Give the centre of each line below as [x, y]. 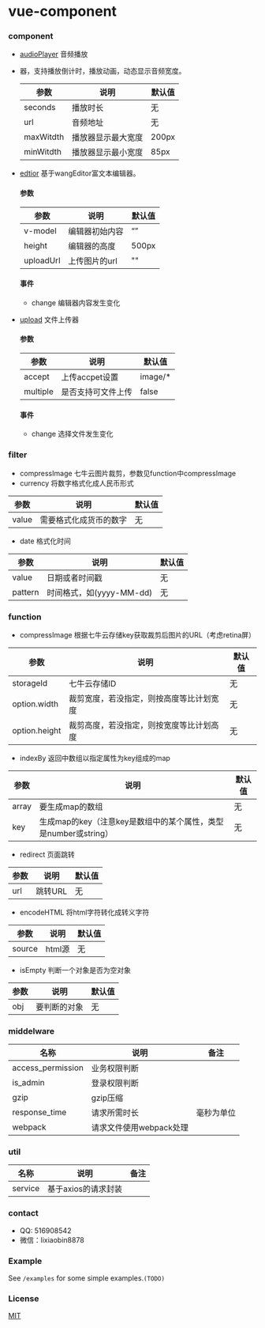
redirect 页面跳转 [47, 854]
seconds [39, 108]
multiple [38, 392]
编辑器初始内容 [96, 231]
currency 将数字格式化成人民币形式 [77, 483]
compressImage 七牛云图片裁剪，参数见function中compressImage [128, 473]
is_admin [28, 1083]
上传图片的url [93, 261]
